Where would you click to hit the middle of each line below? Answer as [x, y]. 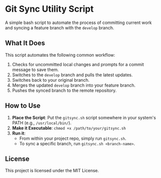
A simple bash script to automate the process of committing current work [79, 22]
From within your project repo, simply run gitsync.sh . [73, 138]
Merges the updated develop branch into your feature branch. [74, 85]
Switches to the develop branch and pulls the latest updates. [72, 75]
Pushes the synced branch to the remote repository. [64, 90]
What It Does [25, 43]
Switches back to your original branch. [51, 80]
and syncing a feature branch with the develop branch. [60, 27]
